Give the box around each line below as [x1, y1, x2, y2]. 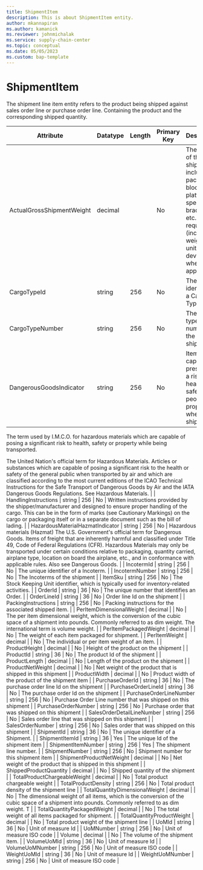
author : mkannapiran [6, 20, 59, 26]
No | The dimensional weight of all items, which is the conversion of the [6, 792, 184, 800]
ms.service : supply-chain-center [6, 37, 91, 43]
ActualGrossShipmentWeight [9, 206, 91, 214]
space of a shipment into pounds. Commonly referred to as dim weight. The [6, 618, 195, 626]
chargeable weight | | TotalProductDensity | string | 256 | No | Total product [6, 780, 195, 787]
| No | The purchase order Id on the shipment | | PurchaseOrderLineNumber [6, 689, 195, 697]
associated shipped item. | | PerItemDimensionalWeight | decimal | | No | [6, 606, 187, 613]
